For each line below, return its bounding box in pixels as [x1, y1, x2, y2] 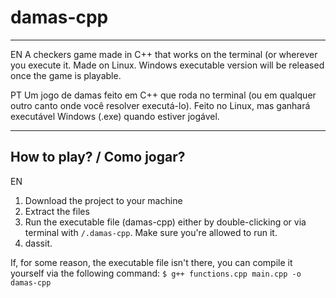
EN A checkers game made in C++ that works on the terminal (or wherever [10, 48, 318, 60]
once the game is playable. [10, 69, 122, 81]
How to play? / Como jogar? [10, 149, 186, 166]
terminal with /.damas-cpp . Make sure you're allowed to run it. [24, 226, 278, 238]
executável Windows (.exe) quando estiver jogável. [10, 110, 220, 122]
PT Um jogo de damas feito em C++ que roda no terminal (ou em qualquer [10, 89, 317, 101]
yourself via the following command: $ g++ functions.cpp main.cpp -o [10, 267, 302, 279]
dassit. [24, 237, 53, 249]
